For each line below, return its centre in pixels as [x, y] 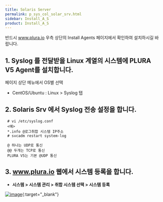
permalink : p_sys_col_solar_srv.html [43, 14]
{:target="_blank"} [41, 194]
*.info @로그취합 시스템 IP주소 [35, 131]
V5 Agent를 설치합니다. [39, 70]
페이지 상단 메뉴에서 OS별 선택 [34, 82]
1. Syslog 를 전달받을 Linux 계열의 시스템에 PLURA [78, 61]
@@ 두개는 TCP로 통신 [26, 150]
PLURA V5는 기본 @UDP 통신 [32, 156]
